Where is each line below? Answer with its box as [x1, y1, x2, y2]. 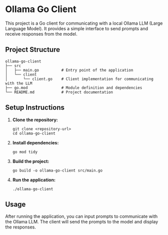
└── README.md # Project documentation [5, 90, 113, 95]
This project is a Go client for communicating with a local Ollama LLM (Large [5, 20, 163, 26]
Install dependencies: [12, 139, 59, 145]
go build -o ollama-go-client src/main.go [12, 168, 103, 173]
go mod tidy [12, 149, 38, 154]
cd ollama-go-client [12, 131, 56, 136]
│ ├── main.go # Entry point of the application [5, 67, 134, 72]
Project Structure [5, 45, 60, 54]
